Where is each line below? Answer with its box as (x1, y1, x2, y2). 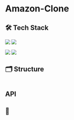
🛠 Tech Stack (5, 23, 49, 32)
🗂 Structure (5, 65, 44, 74)
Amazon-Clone (5, 3, 70, 14)
